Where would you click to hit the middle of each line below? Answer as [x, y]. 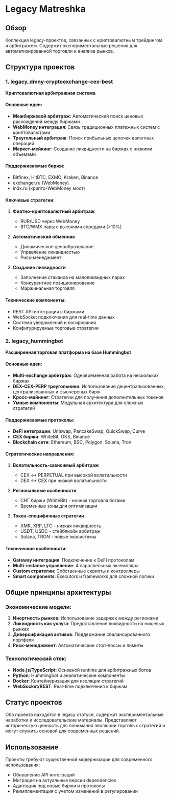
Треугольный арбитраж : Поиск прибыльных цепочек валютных [83, 138]
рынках [21, 629]
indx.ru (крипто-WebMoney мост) [49, 188]
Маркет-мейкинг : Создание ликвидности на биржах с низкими [82, 149]
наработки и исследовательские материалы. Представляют [71, 720]
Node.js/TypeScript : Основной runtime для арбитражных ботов [82, 670]
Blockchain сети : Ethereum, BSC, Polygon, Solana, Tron [72, 442]
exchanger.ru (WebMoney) [41, 183]
